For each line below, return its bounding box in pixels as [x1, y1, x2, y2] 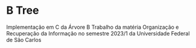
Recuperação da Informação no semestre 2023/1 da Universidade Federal [6, 29, 190, 37]
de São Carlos [6, 36, 42, 43]
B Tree [6, 4, 39, 17]
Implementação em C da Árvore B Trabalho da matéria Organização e [6, 23, 179, 31]
